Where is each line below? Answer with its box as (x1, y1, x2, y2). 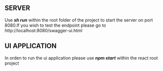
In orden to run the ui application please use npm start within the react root (4, 55, 158, 61)
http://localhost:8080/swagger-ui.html (4, 27, 82, 34)
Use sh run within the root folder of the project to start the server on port (4, 17, 153, 23)
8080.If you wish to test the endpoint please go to (4, 22, 106, 28)
